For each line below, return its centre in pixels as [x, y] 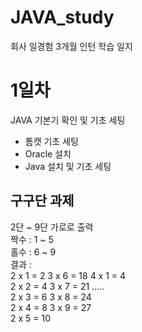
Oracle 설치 [48, 153]
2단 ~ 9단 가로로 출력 [52, 227]
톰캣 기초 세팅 [51, 141]
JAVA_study [62, 17]
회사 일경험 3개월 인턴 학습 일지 [71, 46]
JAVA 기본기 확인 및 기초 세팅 [68, 120]
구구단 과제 [42, 201]
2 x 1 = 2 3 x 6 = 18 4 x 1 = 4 [68, 275]
